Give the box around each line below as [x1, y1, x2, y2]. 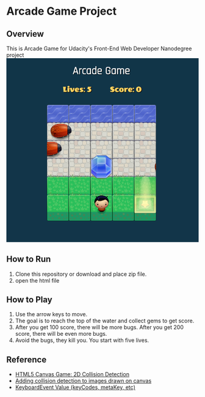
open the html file [15, 276, 60, 284]
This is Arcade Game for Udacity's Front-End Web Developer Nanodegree [6, 45, 192, 52]
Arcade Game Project [6, 4, 117, 18]
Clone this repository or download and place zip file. [15, 270, 147, 278]
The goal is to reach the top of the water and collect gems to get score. [15, 317, 195, 325]
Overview [6, 29, 45, 39]
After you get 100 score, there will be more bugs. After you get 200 [15, 324, 184, 331]
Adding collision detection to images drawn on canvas [15, 377, 152, 385]
